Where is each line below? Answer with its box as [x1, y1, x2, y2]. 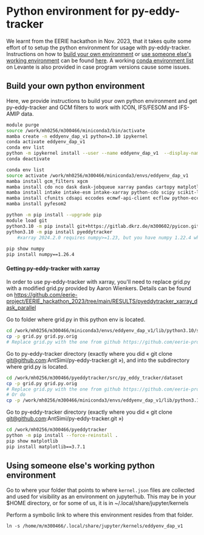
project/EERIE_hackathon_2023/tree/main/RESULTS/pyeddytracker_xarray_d [6, 297, 198, 305]
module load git [6, 218, 47, 224]
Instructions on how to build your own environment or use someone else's [6, 50, 192, 57]
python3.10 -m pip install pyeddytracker [6, 229, 113, 235]
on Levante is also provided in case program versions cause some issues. [6, 63, 191, 71]
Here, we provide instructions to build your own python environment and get [6, 97, 197, 104]
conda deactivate [6, 156, 50, 162]
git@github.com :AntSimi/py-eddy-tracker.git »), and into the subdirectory [6, 356, 190, 364]
